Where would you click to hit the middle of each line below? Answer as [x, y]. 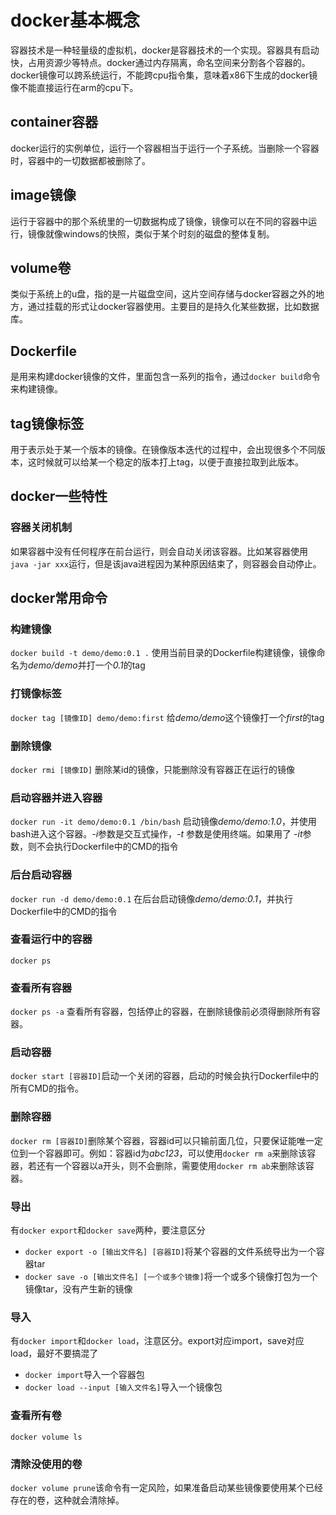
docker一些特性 [59, 496]
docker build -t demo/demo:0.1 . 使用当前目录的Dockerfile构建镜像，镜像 [163, 653]
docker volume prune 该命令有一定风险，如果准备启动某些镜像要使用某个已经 [167, 1487]
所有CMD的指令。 [47, 1088]
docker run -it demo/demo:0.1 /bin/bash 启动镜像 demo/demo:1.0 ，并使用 [163, 822]
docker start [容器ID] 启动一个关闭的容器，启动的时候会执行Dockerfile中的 [165, 1076]
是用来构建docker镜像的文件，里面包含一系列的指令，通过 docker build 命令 [165, 377]
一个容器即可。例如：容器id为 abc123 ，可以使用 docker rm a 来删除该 [167, 1153]
